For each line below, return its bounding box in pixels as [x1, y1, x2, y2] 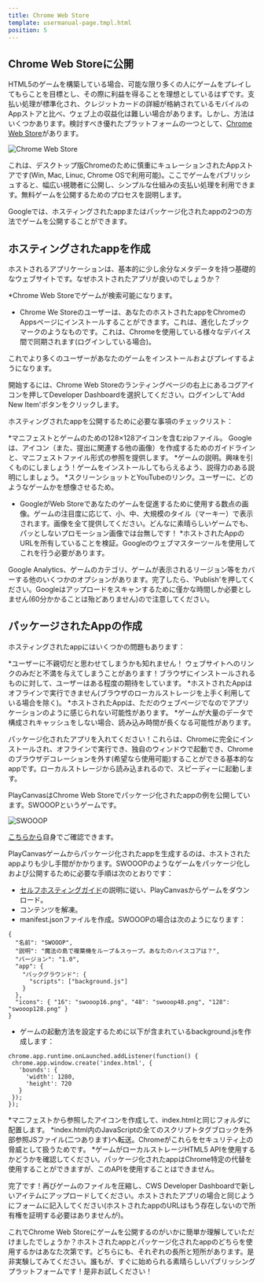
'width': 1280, [25, 1072, 76, 1081]
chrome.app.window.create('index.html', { [11, 1059, 153, 1067]
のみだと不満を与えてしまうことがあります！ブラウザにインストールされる [14, 668, 256, 678]
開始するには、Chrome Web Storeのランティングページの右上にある [8, 380, 228, 389]
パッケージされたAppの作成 [8, 619, 143, 633]
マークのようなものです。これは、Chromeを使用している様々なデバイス [19, 327, 251, 336]
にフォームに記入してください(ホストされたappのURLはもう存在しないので [8, 1200, 249, 1210]
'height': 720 [25, 1079, 72, 1087]
